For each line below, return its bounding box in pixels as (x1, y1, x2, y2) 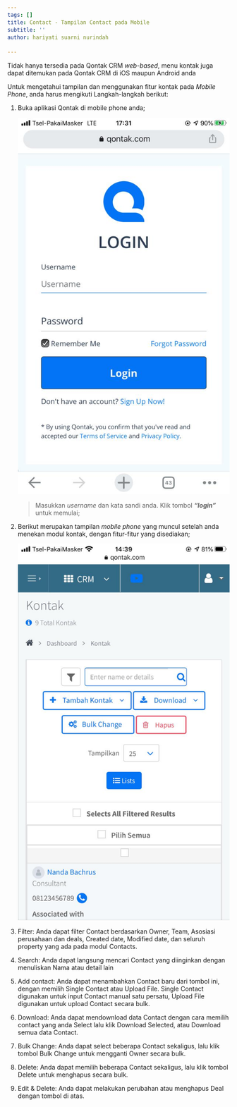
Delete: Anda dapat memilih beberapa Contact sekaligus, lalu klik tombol (17, 1063, 229, 1071)
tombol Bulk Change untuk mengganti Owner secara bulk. (17, 1049, 186, 1058)
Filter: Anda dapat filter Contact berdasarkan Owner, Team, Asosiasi (17, 927, 216, 936)
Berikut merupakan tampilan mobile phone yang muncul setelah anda (17, 522, 219, 530)
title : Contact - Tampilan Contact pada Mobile (7, 18, 150, 26)
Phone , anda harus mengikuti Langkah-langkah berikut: (7, 90, 169, 99)
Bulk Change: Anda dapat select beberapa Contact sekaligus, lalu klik (17, 1041, 220, 1050)
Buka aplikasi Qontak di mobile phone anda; (17, 104, 146, 112)
